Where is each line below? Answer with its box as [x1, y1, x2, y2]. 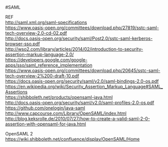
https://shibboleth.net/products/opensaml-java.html [5, 94, 113, 100]
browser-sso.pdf [5, 41, 40, 47]
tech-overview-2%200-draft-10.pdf [5, 73, 79, 79]
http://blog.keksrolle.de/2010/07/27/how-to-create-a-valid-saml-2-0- [5, 116, 150, 121]
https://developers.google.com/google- [5, 57, 88, 62]
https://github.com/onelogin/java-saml [5, 105, 85, 111]
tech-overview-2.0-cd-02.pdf [5, 30, 67, 36]
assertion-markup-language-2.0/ [5, 51, 74, 57]
